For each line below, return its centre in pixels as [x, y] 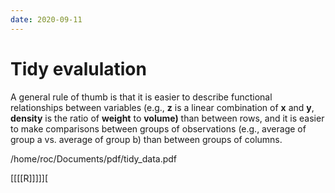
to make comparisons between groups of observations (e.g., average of [158, 128]
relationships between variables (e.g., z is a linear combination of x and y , [162, 107]
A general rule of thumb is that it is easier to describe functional [141, 97]
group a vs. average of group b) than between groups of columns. [146, 139]
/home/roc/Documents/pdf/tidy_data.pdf [94, 158]
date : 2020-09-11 [46, 19]
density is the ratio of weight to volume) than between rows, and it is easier [167, 118]
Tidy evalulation [78, 68]
